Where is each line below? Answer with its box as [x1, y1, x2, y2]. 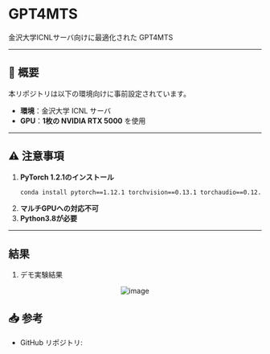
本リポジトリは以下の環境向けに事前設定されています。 [8, 88, 191, 98]
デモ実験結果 [19, 270, 63, 280]
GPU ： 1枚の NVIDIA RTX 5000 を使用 [19, 116, 146, 126]
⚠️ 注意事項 [8, 150, 64, 163]
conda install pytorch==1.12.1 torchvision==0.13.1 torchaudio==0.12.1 [19, 188, 265, 196]
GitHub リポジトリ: [19, 338, 83, 348]
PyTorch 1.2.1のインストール [19, 172, 114, 182]
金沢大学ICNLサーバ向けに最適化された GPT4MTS [8, 32, 174, 42]
